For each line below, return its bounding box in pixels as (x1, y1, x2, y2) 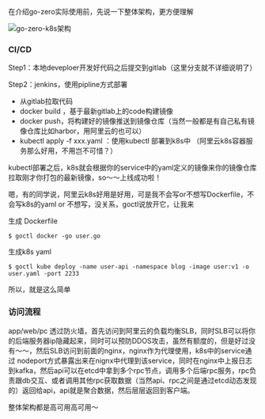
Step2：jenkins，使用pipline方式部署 (8, 80, 128, 90)
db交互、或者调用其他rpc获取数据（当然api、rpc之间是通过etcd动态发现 (21, 375, 257, 385)
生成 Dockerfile (8, 216, 58, 226)
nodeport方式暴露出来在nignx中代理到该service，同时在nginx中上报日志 (17, 356, 253, 365)
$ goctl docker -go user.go (8, 232, 101, 240)
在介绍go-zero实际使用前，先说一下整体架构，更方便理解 (8, 7, 194, 16)
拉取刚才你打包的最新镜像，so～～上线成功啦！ (8, 173, 162, 182)
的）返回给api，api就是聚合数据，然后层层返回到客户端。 (8, 385, 195, 394)
